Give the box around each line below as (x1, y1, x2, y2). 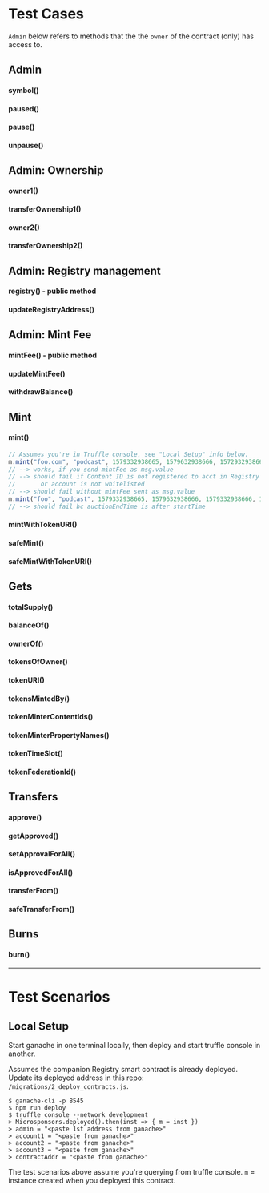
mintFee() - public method (8, 350, 98, 361)
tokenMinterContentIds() (8, 712, 94, 722)
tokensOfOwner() (8, 657, 68, 667)
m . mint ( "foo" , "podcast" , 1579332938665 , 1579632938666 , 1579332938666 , (8, 495, 256, 503)
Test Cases (8, 5, 84, 23)
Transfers (8, 790, 58, 804)
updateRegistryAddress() (8, 305, 94, 315)
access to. (8, 39, 42, 49)
